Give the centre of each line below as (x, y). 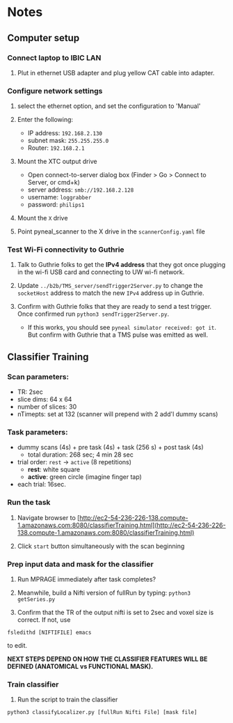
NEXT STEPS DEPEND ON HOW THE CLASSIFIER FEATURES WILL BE (107, 659)
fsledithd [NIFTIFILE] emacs (49, 633)
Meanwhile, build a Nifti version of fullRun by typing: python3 (104, 593)
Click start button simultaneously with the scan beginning (101, 546)
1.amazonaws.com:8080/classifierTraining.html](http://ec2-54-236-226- (121, 525)
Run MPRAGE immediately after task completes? (87, 579)
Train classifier (33, 684)
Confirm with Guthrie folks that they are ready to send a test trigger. (114, 307)
